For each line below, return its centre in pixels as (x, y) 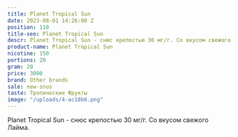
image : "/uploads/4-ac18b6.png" (55, 100)
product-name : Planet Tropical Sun (60, 47)
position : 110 (29, 27)
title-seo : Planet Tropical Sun (55, 34)
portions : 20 (27, 60)
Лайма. (19, 127)
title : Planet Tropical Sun (49, 14)
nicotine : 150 (29, 54)
